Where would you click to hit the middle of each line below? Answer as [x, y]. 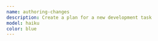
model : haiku [23, 23]
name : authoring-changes [38, 12]
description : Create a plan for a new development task [79, 17]
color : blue [21, 29]
